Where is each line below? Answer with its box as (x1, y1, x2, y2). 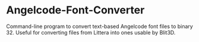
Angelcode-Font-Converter (6, 3, 145, 17)
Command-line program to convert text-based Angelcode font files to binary (6, 23, 193, 30)
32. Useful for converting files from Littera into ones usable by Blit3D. (6, 29, 176, 36)
